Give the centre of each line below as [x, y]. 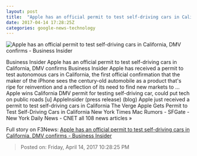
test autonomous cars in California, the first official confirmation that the [93, 74]
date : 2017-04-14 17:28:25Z [40, 22]
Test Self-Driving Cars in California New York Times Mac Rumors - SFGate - [98, 112]
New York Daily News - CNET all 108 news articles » [69, 118]
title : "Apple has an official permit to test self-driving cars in [93, 17]
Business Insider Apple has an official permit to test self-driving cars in [91, 62]
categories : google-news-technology [51, 28]
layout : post [22, 11]
